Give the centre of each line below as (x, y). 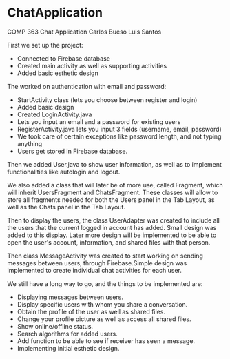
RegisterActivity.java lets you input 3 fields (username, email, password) (119, 129)
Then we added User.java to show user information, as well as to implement (115, 164)
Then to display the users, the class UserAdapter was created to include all (114, 220)
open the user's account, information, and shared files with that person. (109, 242)
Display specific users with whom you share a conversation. (102, 304)
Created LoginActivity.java (54, 114)
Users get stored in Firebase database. (72, 151)
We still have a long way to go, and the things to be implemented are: (105, 283)
